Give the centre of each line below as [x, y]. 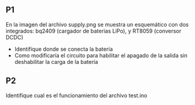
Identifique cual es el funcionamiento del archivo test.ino [77, 95]
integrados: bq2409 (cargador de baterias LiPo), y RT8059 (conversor [94, 31]
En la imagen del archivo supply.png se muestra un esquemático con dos [97, 24]
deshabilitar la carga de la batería [56, 62]
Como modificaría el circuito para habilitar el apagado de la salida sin [101, 55]
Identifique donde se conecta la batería [63, 49]
